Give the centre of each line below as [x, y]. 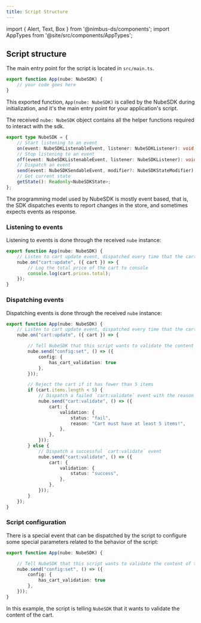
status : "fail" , [91, 418]
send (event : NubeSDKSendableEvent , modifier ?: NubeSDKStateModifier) [106, 171]
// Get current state [44, 176]
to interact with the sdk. [35, 126]
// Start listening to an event [57, 143]
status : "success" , [95, 474]
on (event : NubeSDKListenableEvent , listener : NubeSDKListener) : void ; [107, 148]
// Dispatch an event [44, 165]
